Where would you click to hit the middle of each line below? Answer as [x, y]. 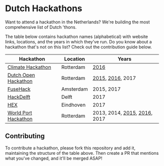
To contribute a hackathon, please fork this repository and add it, [70, 148]
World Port [20, 112]
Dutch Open [21, 75]
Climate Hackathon [29, 67]
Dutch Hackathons [44, 9]
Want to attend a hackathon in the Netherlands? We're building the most [77, 22]
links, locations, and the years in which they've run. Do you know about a [79, 41]
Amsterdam [74, 89]
